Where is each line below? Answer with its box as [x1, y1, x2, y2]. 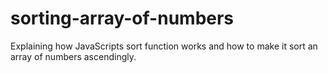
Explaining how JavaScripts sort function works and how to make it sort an [10, 40, 318, 52]
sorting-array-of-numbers [10, 7, 235, 30]
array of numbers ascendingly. [10, 50, 137, 62]
